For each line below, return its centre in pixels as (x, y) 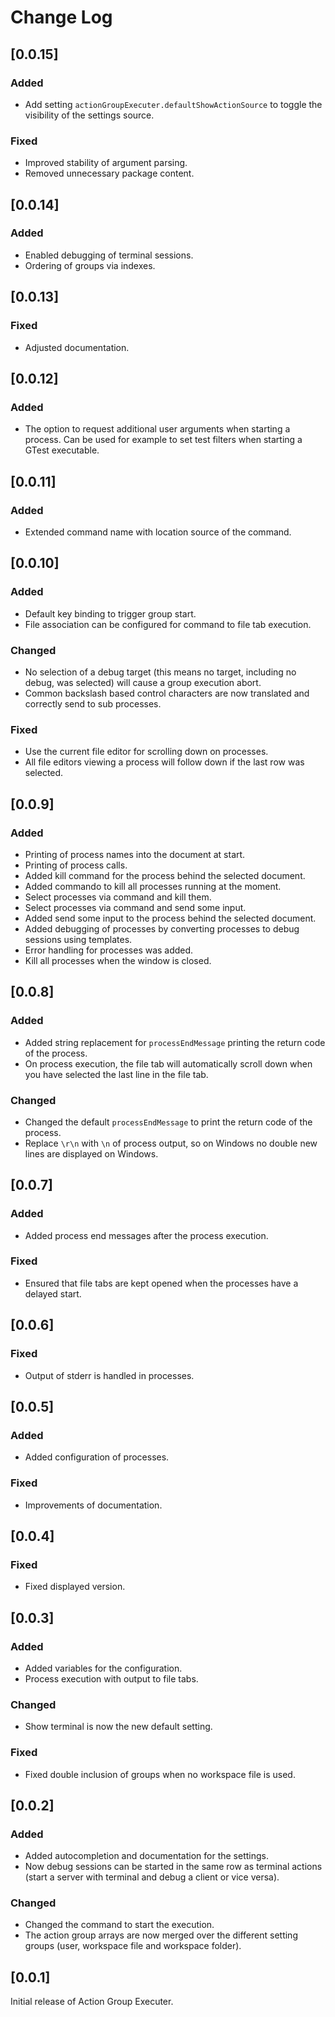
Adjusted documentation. (77, 347)
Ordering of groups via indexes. (90, 265)
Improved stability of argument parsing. (106, 163)
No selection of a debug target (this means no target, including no (160, 672)
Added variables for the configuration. (103, 1668)
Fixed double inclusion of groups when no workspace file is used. (160, 1774)
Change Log (61, 17)
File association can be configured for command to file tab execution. (168, 624)
